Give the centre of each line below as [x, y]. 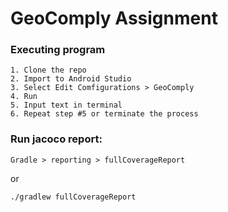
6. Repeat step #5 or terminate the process [104, 114]
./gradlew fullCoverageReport [73, 197]
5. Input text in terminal [66, 105]
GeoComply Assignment [114, 18]
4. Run [24, 97]
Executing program [58, 50]
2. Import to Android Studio [71, 79]
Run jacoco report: [56, 139]
